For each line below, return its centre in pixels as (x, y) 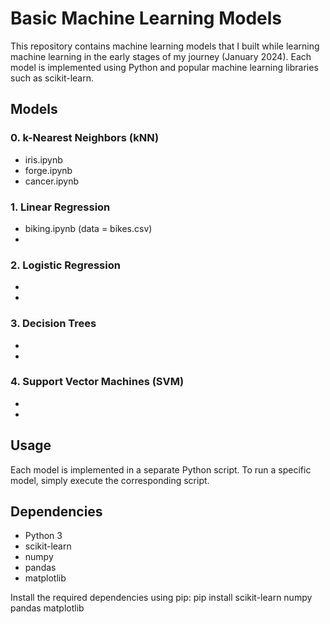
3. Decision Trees (53, 324)
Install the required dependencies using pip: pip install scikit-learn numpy (161, 598)
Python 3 (43, 536)
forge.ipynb (48, 170)
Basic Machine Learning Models (146, 18)
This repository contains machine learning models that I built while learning (165, 46)
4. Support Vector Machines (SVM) (97, 382)
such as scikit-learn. (52, 78)
